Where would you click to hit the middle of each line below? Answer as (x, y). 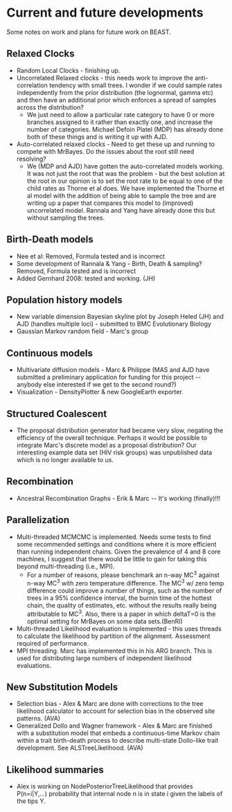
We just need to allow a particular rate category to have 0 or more (121, 114)
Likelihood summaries (55, 769)
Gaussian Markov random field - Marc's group (82, 331)
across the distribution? (50, 107)
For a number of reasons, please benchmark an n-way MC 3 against (123, 574)
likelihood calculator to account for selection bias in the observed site (116, 711)
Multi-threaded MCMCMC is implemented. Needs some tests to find (114, 537)
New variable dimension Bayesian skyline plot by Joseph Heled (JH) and (120, 317)
